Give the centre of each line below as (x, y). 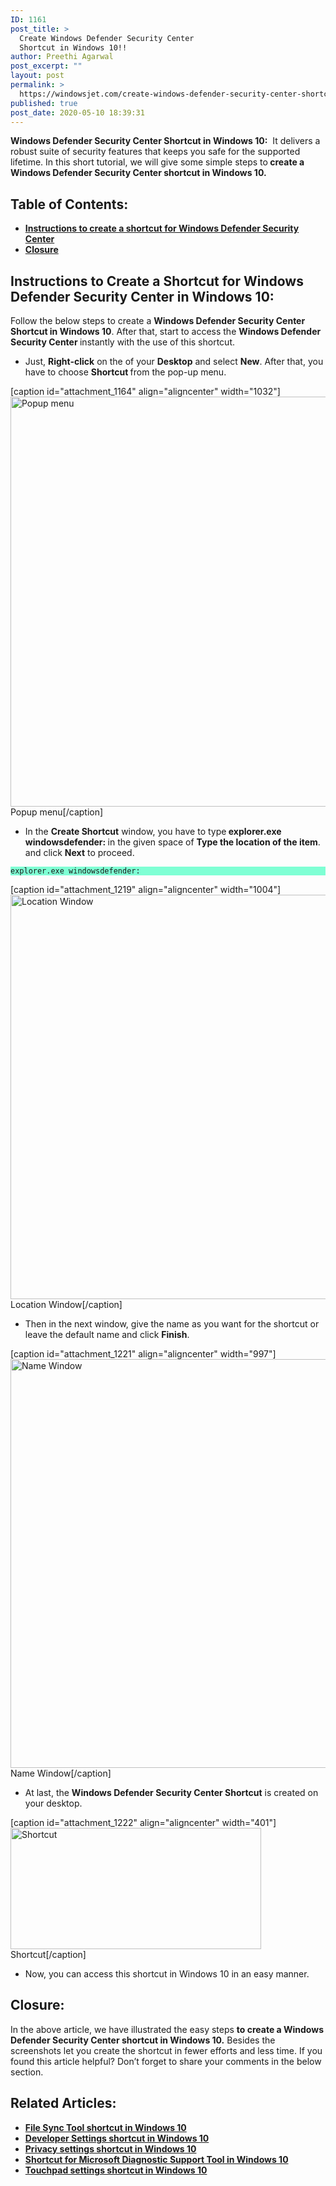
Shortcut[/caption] (48, 1954)
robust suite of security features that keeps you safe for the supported (155, 152)
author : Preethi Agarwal (62, 57)
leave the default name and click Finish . (107, 1334)
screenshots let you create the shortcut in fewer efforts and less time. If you (166, 2050)
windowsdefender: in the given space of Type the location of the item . (172, 842)
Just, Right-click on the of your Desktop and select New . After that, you (174, 361)
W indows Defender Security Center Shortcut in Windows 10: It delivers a (165, 141)
